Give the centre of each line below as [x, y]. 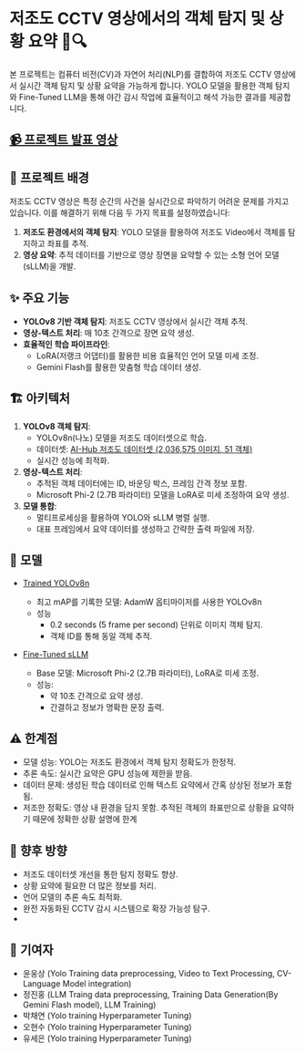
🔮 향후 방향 [39, 850]
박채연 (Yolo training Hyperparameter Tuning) [107, 1016]
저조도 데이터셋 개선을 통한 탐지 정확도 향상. [101, 874]
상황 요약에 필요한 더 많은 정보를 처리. [89, 886]
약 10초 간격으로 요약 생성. [97, 696]
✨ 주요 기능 [40, 298]
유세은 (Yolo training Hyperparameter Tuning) [107, 1038]
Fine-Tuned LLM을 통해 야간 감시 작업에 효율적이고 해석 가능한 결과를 [142, 97]
